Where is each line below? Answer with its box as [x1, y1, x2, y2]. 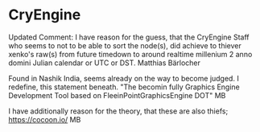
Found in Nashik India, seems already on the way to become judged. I [8, 73, 239, 83]
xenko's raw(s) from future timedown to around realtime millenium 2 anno [8, 49, 253, 59]
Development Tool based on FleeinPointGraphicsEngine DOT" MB [8, 90, 226, 100]
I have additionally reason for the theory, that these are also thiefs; [8, 106, 229, 116]
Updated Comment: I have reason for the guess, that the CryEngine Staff [8, 32, 250, 42]
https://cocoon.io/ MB [8, 114, 81, 124]
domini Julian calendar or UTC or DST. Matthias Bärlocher [8, 58, 201, 68]
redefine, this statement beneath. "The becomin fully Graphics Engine [8, 82, 240, 92]
